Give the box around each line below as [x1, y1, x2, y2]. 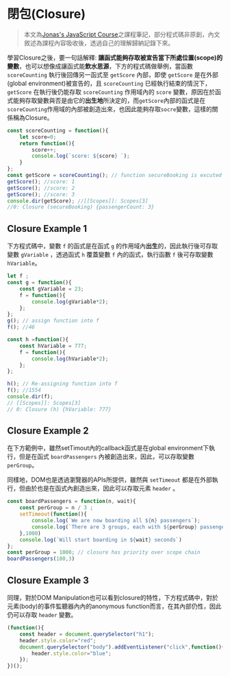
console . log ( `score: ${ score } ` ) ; [31, 152, 130, 160]
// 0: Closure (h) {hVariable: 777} [7, 406, 112, 412]
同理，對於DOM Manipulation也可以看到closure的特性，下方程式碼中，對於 [7, 594, 218, 601]
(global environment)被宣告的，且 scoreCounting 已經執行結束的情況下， [7, 79, 211, 87]
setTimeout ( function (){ [19, 511, 88, 518]
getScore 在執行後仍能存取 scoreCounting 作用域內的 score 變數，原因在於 [7, 87, 216, 96]
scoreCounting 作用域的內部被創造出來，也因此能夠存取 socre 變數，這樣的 [7, 104, 212, 113]
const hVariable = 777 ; [19, 342, 88, 349]
